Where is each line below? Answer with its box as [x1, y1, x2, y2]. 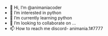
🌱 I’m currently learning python [9, 15, 72, 20]
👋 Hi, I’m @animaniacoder [9, 5, 62, 10]
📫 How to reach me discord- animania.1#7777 [9, 26, 104, 31]
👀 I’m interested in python [9, 10, 62, 16]
